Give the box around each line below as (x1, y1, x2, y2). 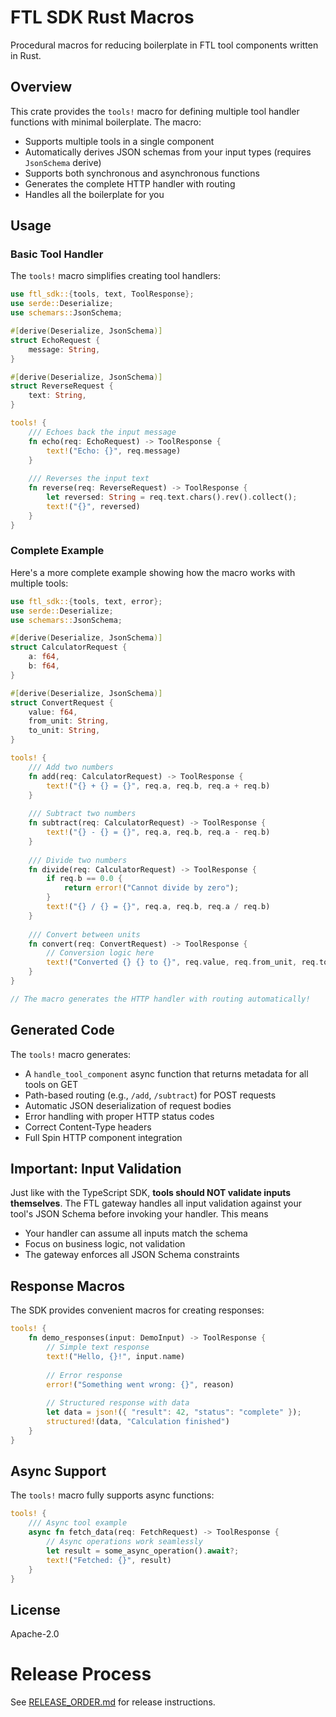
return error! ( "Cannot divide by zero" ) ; (63, 883, 240, 893)
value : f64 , (28, 707, 78, 717)
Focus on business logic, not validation (24, 1238, 186, 1250)
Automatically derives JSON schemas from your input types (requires (24, 146, 312, 158)
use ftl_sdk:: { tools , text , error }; (10, 596, 163, 606)
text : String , (28, 391, 87, 401)
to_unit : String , (28, 726, 101, 736)
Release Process (10, 1663, 152, 1686)
